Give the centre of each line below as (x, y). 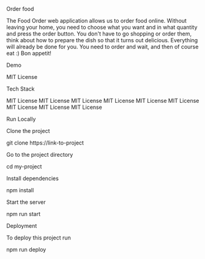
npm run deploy (26, 250)
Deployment (22, 226)
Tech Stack (20, 89)
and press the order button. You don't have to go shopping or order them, (99, 34)
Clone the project (28, 131)
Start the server (26, 202)
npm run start (24, 214)
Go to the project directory (40, 155)
